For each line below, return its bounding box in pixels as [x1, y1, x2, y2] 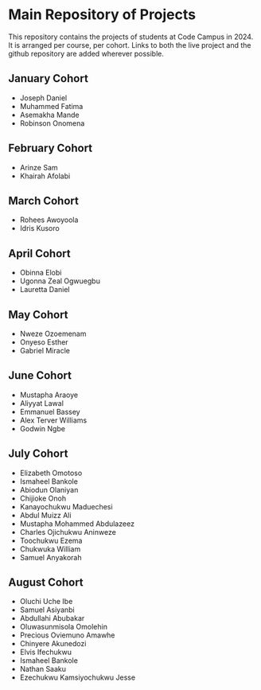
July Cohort [8, 447, 68, 461]
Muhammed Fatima [19, 101, 84, 111]
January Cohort [8, 72, 89, 85]
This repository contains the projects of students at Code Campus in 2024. [8, 32, 254, 41]
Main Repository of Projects [8, 6, 197, 24]
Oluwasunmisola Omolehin [19, 622, 107, 632]
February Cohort [8, 142, 93, 155]
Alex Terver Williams [19, 415, 88, 425]
